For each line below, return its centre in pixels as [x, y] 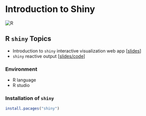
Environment [21, 69]
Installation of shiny [30, 98]
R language [24, 80]
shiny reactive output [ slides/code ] [49, 56]
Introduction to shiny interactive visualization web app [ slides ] [77, 50]
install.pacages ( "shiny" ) [32, 108]
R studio [21, 85]
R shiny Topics [28, 39]
